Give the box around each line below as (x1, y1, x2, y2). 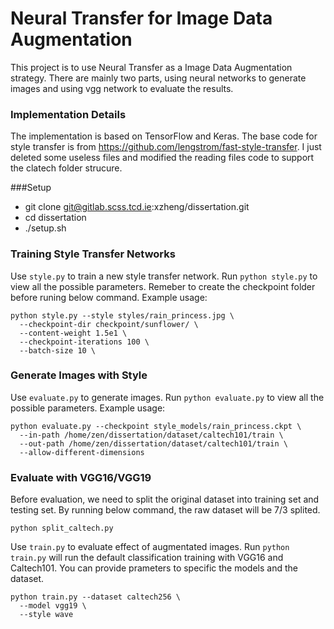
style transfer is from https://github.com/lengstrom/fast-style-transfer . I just (10, 141, 322, 153)
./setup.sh (24, 222, 67, 234)
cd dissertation (24, 212, 87, 224)
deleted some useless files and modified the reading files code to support (10, 152, 315, 164)
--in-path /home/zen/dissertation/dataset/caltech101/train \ (19, 430, 284, 440)
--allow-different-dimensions (19, 447, 145, 457)
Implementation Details (10, 107, 127, 121)
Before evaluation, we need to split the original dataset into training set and (10, 493, 320, 506)
